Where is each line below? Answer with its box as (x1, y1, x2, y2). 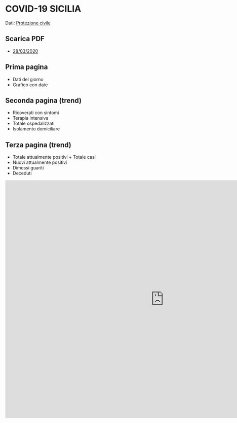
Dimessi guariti (12, 165, 44, 171)
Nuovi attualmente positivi (12, 159, 67, 165)
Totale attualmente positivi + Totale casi (12, 154, 96, 160)
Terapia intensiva (12, 115, 49, 121)
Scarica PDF (5, 34, 45, 43)
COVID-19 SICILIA (5, 3, 82, 15)
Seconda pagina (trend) (5, 96, 82, 104)
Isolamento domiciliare (12, 126, 60, 132)
